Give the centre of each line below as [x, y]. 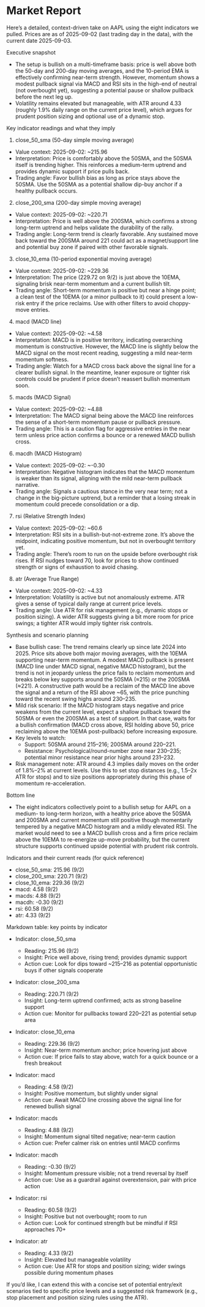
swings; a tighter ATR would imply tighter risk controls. [84, 623]
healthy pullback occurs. [46, 191]
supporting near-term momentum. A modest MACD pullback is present [104, 660]
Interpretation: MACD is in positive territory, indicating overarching [99, 339]
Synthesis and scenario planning [47, 635]
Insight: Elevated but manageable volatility [78, 1259]
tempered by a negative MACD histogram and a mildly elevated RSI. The [106, 826]
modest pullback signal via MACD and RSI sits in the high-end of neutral [106, 84]
